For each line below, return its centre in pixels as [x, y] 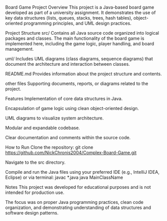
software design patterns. [32, 213]
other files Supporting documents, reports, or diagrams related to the [77, 83]
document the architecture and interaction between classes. [68, 64]
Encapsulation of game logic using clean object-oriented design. [72, 108]
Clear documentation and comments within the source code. [68, 137]
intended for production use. [35, 192]
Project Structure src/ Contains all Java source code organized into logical [82, 33]
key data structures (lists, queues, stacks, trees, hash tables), [69, 18]
